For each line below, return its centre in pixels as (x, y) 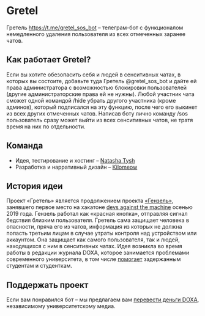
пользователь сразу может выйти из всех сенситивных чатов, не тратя (100, 120)
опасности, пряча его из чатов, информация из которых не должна (94, 227)
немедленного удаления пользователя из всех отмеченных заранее (96, 34)
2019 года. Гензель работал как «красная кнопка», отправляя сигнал (97, 214)
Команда (25, 146)
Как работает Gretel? (49, 60)
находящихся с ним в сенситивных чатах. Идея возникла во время (94, 246)
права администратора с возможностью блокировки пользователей (97, 87)
